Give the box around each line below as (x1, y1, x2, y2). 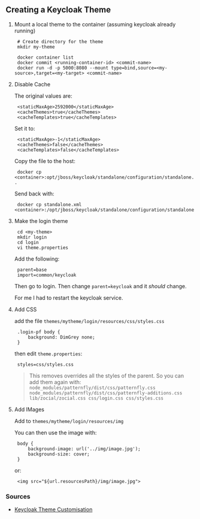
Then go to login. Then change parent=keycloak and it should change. (14, 282, 187, 289)
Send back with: (14, 190, 54, 197)
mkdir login (17, 234, 47, 240)
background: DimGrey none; (28, 334, 95, 340)
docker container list (17, 54, 74, 61)
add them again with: (29, 378, 81, 385)
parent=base (17, 267, 47, 273)
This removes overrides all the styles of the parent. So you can (29, 372, 184, 379)
